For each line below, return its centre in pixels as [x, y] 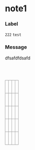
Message [16, 47]
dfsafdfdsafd [17, 58]
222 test [13, 35]
